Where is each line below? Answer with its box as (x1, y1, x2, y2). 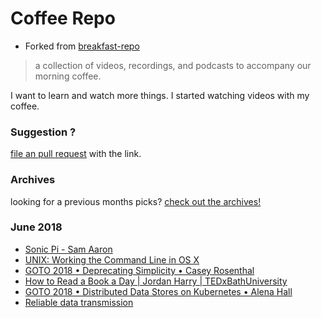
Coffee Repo (10, 7, 116, 30)
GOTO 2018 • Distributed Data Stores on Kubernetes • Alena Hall (24, 285, 293, 297)
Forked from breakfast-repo (24, 40, 140, 52)
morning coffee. (34, 70, 102, 82)
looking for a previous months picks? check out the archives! (10, 195, 262, 207)
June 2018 (10, 220, 63, 234)
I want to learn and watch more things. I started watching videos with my (10, 89, 310, 101)
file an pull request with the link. (10, 148, 142, 160)
